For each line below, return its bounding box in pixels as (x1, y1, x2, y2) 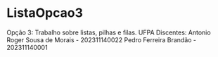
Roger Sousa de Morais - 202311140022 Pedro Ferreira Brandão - (6, 35, 197, 44)
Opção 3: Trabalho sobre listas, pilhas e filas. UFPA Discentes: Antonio (6, 28, 212, 37)
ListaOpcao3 (6, 5, 84, 21)
